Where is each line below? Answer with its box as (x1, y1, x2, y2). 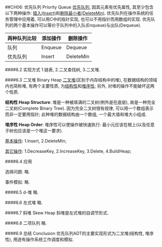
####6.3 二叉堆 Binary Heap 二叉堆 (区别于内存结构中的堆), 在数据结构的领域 (5, 77, 158, 83)
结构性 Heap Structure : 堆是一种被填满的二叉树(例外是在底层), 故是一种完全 (5, 100, 156, 105)
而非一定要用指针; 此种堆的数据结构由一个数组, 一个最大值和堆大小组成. (5, 112, 147, 117)
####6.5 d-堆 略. (5, 189, 39, 195)
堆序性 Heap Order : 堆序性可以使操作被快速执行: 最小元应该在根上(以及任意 (5, 122, 155, 127)
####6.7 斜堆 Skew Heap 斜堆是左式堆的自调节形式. (5, 210, 109, 216)
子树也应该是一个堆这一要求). (5, 128, 63, 133)
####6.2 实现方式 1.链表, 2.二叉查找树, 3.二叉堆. (5, 67, 101, 73)
